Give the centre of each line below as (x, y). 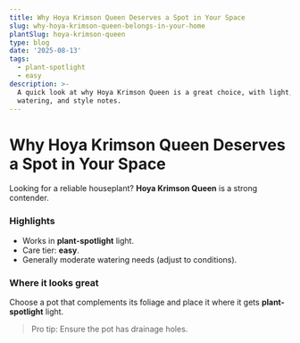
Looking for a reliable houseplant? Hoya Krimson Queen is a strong (133, 188)
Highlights (32, 222)
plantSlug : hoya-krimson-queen (67, 34)
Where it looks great (54, 282)
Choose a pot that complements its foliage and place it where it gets (135, 302)
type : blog (29, 42)
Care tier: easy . (51, 250)
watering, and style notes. (70, 100)
